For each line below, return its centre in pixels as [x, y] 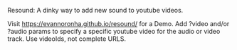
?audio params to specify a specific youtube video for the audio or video [114, 31]
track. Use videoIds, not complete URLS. [67, 39]
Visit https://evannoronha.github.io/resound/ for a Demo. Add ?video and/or [118, 24]
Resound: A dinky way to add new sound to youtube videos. [95, 10]
